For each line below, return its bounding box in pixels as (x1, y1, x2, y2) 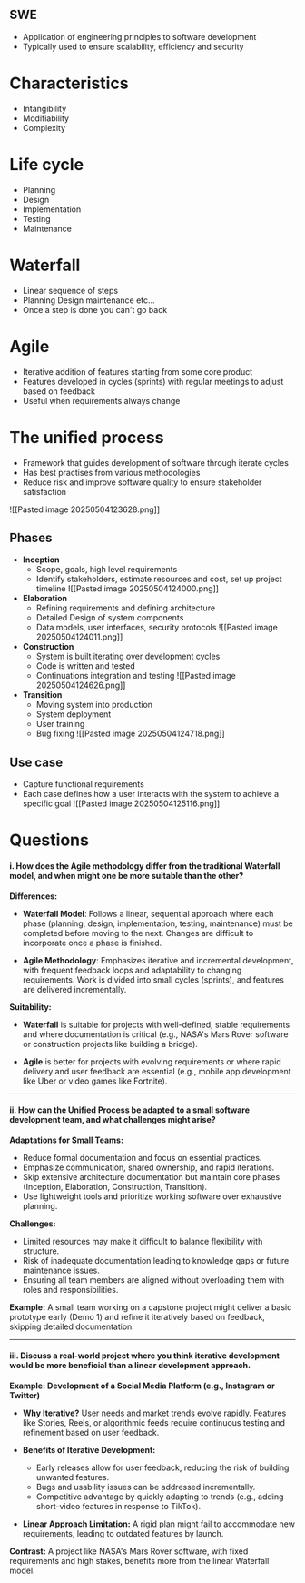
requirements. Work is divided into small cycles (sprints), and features (22, 973, 284, 985)
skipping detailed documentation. (9, 1321, 134, 1332)
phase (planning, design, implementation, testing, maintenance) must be (22, 918, 293, 929)
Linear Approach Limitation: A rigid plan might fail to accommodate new (22, 1518, 295, 1529)
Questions (9, 830, 89, 851)
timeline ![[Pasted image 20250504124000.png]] (35, 583, 220, 594)
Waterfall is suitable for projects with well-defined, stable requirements (22, 1019, 290, 1030)
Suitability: (9, 1001, 52, 1013)
